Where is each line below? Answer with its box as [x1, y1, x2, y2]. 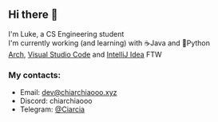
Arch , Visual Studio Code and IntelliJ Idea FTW [8, 49, 162, 59]
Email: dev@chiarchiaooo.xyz [19, 88, 117, 97]
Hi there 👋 [8, 8, 58, 22]
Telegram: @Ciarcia [19, 104, 85, 114]
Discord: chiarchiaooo [19, 96, 93, 106]
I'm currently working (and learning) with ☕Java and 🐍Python [8, 37, 210, 48]
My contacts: [8, 69, 61, 81]
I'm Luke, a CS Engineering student [8, 29, 125, 38]
